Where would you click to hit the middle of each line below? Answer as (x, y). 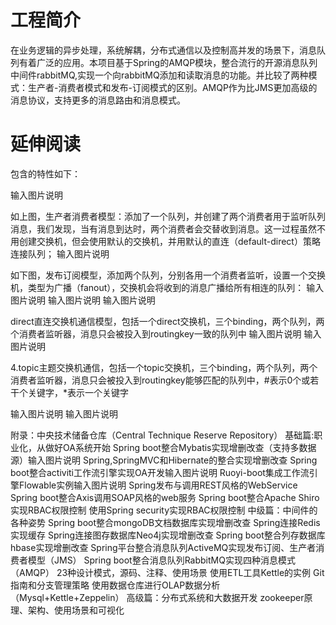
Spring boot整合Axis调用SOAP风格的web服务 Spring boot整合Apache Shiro (165, 497)
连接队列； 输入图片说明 (60, 253)
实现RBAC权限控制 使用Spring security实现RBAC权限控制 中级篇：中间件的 (164, 510)
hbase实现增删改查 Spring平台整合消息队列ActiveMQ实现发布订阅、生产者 (163, 547)
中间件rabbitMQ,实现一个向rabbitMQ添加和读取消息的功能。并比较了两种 (159, 75)
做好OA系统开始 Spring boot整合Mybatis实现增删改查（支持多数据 (180, 447)
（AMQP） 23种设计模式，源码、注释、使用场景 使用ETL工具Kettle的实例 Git (167, 572)
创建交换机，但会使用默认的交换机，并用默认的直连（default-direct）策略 (169, 241)
